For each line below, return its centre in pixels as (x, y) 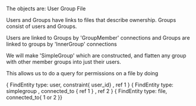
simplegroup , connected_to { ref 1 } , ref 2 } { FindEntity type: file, (87, 91)
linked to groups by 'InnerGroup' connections (61, 44)
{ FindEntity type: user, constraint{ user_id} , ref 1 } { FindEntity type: (90, 85)
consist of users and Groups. (42, 26)
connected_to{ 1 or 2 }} (34, 97)
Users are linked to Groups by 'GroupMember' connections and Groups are (98, 38)
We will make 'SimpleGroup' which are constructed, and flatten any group (96, 55)
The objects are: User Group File (46, 9)
